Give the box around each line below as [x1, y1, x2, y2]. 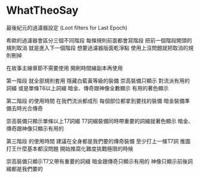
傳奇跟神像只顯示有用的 [6, 125, 64, 132]
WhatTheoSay [6, 4, 79, 17]
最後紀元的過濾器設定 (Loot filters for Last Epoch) [6, 24, 128, 31]
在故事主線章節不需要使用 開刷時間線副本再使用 [6, 64, 123, 72]
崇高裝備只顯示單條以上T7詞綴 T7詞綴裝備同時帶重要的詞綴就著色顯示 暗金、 [6, 117, 194, 124]
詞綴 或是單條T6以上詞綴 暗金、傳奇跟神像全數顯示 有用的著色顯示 [6, 84, 169, 91]
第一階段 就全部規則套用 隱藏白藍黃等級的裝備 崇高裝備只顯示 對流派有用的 [6, 77, 190, 84]
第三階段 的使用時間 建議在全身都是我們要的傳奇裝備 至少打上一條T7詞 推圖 [6, 137, 191, 145]
